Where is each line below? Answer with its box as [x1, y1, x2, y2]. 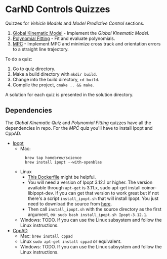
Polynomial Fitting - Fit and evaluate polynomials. [12, 35, 115, 41]
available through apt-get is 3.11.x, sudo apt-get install [27, 184, 141, 190]
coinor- [141, 184, 157, 190]
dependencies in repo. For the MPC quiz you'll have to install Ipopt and [5, 125, 153, 131]
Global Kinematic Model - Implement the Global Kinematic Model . [12, 30, 150, 36]
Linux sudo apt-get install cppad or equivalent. [20, 238, 122, 244]
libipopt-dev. [27, 190, 55, 196]
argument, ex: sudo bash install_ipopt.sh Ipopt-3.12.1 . [27, 211, 148, 218]
